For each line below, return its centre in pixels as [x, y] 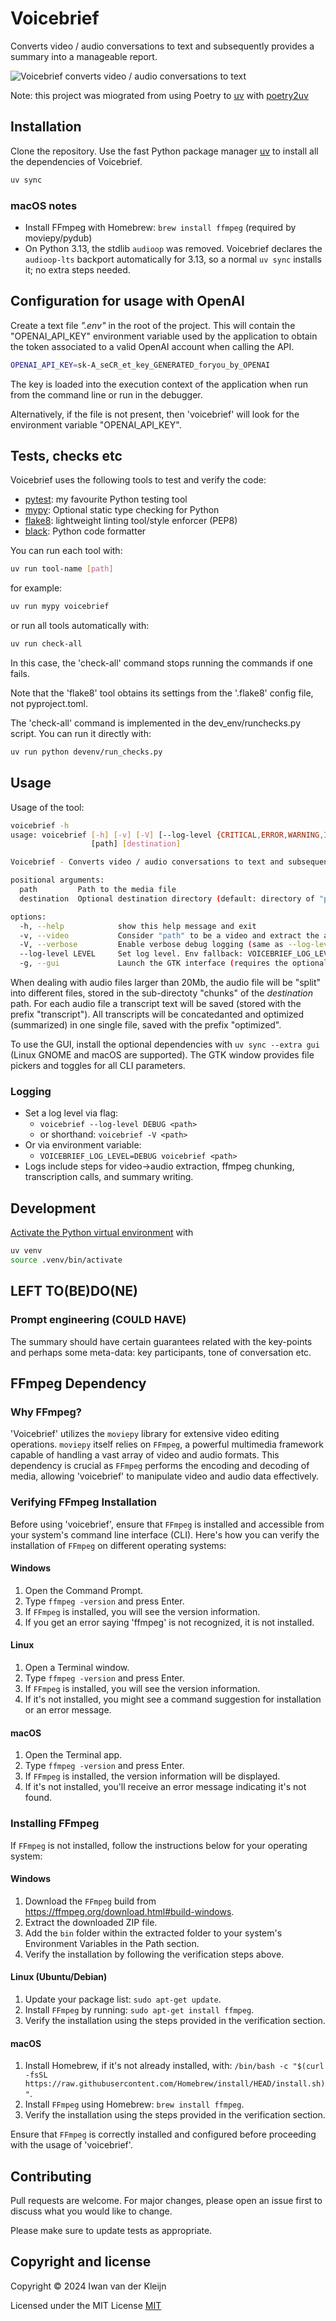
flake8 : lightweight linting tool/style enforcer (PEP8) [131, 521]
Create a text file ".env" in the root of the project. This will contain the [153, 325]
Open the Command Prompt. [84, 1590]
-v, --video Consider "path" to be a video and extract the [169, 935]
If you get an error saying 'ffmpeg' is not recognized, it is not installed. [169, 1622]
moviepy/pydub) [58, 238]
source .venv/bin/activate [66, 1260]
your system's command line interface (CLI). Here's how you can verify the [165, 1534]
